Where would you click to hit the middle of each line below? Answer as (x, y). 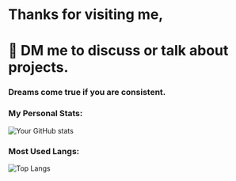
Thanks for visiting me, (86, 15)
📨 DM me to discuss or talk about (118, 51)
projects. (38, 68)
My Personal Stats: (46, 114)
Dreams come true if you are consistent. (87, 92)
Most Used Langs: (44, 151)
